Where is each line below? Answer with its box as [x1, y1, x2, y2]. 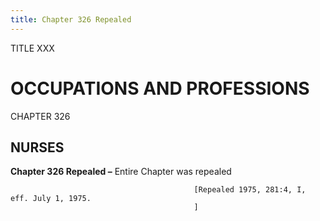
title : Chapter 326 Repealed [10, 14, 132, 25]
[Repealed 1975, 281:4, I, [193, 185, 307, 195]
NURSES [10, 139, 65, 156]
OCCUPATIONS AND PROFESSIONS [10, 77, 310, 100]
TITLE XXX [10, 42, 55, 54]
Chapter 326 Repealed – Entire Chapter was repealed [10, 166, 232, 178]
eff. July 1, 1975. [10, 194, 92, 204]
